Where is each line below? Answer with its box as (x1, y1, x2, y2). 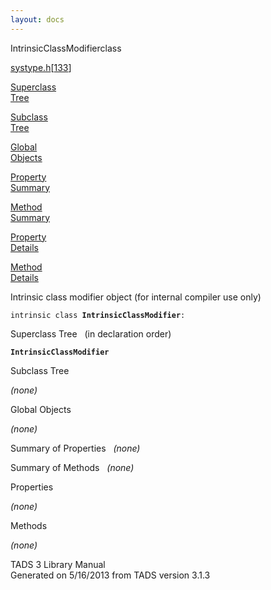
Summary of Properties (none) (10, 442, 141, 454)
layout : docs (10, 14, 65, 25)
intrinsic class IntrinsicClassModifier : (10, 310, 186, 320)
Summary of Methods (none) (10, 461, 135, 473)
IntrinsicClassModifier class (10, 42, 122, 54)
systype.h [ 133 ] (10, 61, 72, 73)
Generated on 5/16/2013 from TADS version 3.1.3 (10, 569, 211, 581)
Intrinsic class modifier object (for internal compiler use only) (10, 291, 262, 303)
